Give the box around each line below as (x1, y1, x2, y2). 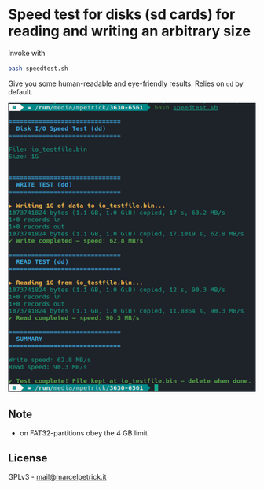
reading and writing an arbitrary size (8, 22, 251, 40)
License (8, 451, 48, 465)
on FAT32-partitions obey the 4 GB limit (19, 428, 148, 438)
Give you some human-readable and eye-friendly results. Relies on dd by (8, 79, 244, 88)
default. (8, 87, 34, 96)
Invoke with (8, 48, 46, 57)
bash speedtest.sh (8, 65, 68, 72)
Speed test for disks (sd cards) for (8, 6, 236, 24)
